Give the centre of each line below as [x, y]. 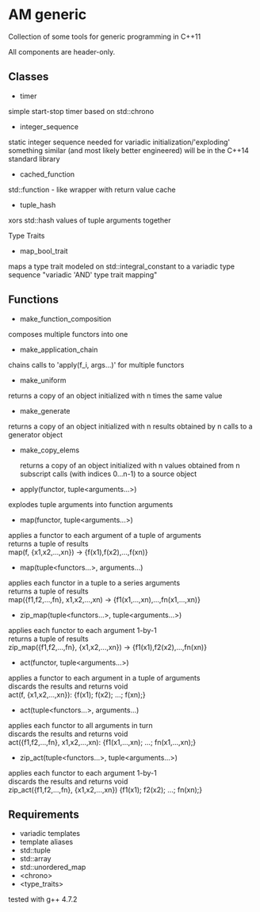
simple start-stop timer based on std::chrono [81, 111]
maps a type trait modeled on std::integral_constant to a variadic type [122, 266]
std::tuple [35, 850]
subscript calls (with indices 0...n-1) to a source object [108, 474]
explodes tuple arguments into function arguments [91, 504]
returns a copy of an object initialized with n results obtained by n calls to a [130, 426]
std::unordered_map [53, 867]
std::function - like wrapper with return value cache [92, 189]
